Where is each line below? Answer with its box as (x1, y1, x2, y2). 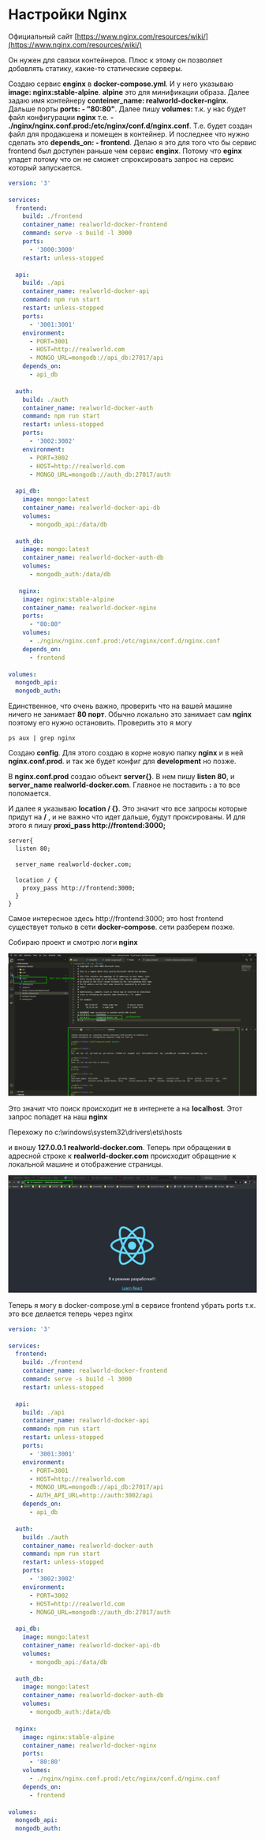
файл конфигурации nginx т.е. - (8, 112, 114, 122)
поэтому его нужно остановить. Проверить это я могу (8, 718, 192, 728)
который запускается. (8, 163, 83, 172)
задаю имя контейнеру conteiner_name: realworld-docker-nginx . (8, 96, 229, 105)
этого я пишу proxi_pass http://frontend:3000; (8, 821, 166, 830)
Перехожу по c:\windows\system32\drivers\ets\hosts (8, 1127, 183, 1137)
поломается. (8, 789, 51, 798)
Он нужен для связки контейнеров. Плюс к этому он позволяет (8, 55, 223, 65)
